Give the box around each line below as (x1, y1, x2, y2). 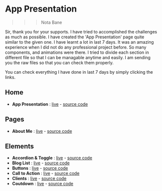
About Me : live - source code (12, 128, 73, 134)
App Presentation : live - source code (12, 101, 88, 107)
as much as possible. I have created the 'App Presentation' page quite (5, 34, 145, 40)
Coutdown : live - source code (12, 181, 74, 187)
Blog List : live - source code (12, 160, 70, 166)
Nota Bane (41, 19, 62, 25)
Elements (5, 142, 34, 150)
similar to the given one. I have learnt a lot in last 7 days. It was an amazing (5, 39, 154, 45)
